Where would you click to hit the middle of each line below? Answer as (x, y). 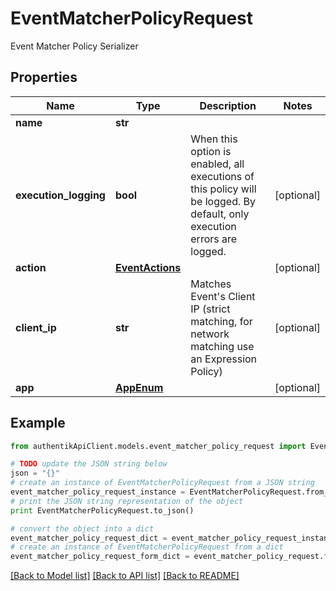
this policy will (223, 189)
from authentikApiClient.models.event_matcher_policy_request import (158, 446)
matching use (222, 346)
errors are (214, 239)
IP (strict (210, 309)
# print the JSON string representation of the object (127, 501)
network (210, 334)
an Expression (224, 359)
